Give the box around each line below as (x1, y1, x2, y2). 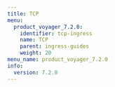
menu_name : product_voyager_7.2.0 (7, 56, 109, 63)
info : (7, 62, 23, 69)
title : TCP (7, 10, 39, 18)
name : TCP (20, 36, 49, 43)
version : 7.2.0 (13, 69, 58, 76)
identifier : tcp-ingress (20, 29, 93, 37)
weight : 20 (20, 50, 52, 57)
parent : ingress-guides (20, 43, 90, 50)
